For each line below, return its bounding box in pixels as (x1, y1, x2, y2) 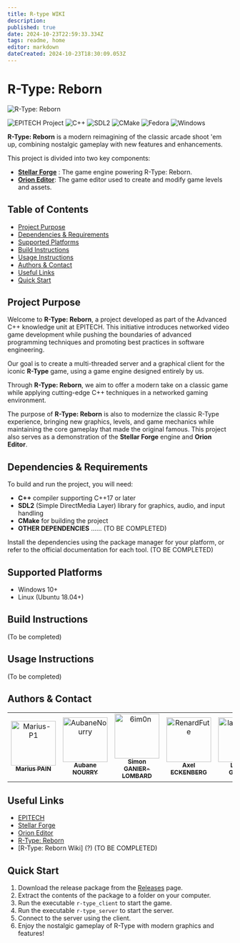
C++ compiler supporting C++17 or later (17, 494, 136, 502)
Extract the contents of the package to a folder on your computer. (17, 891, 211, 900)
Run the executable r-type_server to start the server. (17, 907, 174, 915)
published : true (7, 24, 56, 31)
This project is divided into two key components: (7, 154, 151, 162)
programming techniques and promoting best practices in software (7, 338, 205, 346)
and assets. (17, 183, 52, 191)
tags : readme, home (7, 37, 66, 44)
